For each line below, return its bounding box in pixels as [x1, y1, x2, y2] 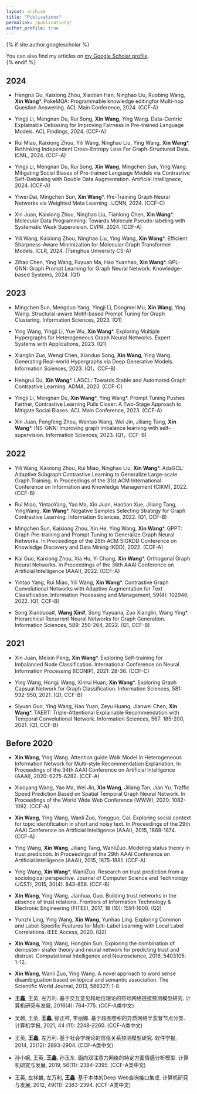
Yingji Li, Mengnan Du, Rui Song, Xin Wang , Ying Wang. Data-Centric [14, 115, 182, 122]
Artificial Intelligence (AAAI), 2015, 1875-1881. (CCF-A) [14, 857, 146, 864]
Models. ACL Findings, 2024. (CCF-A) [14, 128, 107, 135]
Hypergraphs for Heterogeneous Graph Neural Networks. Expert [14, 333, 171, 341]
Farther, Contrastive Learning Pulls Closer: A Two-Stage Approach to [14, 401, 182, 408]
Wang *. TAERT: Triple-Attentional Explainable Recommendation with [14, 709, 179, 716]
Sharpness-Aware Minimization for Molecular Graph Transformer [14, 241, 172, 248]
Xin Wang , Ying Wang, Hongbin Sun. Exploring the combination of [14, 940, 175, 947]
